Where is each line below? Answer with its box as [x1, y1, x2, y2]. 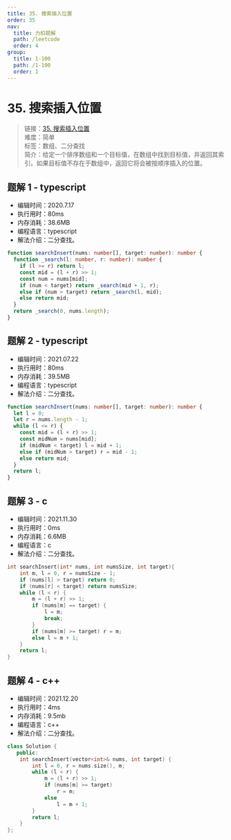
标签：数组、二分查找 [24, 142, 85, 150]
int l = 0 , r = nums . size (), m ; [32, 762, 126, 769]
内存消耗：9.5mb [17, 712, 66, 720]
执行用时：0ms [17, 524, 61, 531]
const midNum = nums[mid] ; [19, 436, 98, 443]
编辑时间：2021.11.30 [17, 515, 77, 523]
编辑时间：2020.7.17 [17, 201, 75, 209]
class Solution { [7, 743, 57, 750]
